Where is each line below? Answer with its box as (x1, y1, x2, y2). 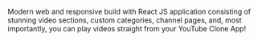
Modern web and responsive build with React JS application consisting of (7, 7, 252, 16)
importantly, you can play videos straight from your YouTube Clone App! (7, 24, 247, 33)
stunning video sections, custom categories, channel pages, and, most (7, 15, 242, 25)
